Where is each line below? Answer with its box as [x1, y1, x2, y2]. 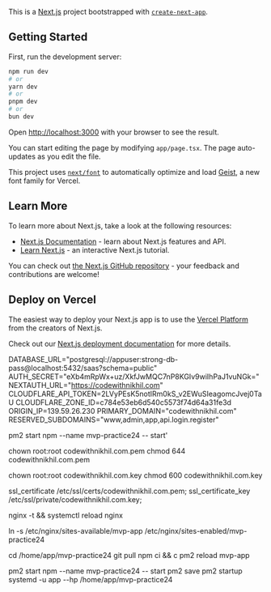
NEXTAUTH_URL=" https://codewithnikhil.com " [8, 380, 163, 390]
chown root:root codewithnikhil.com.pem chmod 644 [8, 445, 186, 456]
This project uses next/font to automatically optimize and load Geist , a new [8, 167, 260, 177]
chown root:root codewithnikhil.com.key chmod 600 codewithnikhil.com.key [8, 470, 263, 480]
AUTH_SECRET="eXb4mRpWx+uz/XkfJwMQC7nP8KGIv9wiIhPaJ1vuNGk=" [8, 372, 260, 381]
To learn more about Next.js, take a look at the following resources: [8, 220, 232, 230]
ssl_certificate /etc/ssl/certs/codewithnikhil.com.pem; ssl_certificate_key [8, 486, 251, 496]
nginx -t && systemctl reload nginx [8, 510, 124, 520]
